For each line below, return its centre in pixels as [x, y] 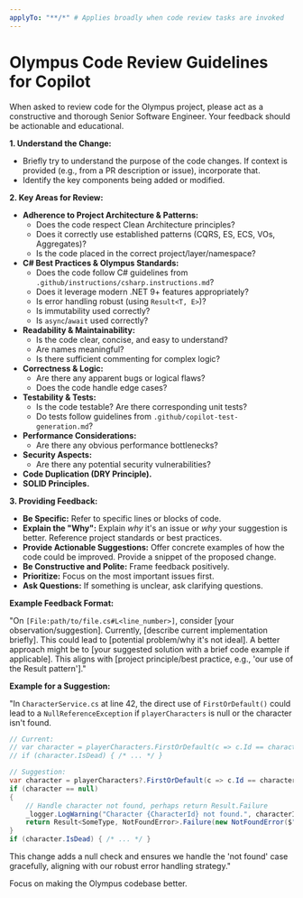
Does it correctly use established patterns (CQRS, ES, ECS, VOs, [156, 234]
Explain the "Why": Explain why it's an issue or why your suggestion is [155, 528]
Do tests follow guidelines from [93, 416]
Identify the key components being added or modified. [124, 180]
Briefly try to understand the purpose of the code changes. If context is [155, 161]
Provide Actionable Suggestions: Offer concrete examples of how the [153, 547]
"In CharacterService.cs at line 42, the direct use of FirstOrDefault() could [150, 703]
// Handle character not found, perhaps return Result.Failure [147, 805]
